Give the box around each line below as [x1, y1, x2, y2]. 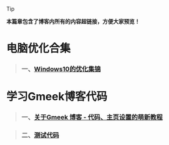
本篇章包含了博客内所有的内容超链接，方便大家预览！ [6, 18, 140, 25]
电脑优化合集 [6, 42, 71, 56]
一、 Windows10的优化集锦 [21, 65, 101, 73]
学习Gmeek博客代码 [6, 90, 108, 103]
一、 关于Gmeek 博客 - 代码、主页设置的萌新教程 [21, 113, 163, 122]
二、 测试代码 [21, 131, 59, 139]
